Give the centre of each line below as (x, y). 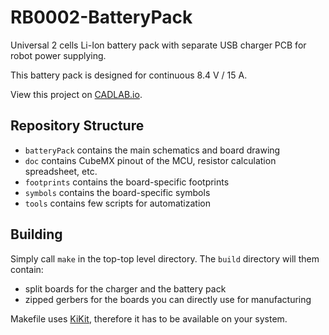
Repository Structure (77, 126)
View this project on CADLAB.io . (76, 94)
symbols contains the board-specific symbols (117, 192)
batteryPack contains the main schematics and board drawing (152, 150)
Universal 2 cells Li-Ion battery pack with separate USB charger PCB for (158, 45)
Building (36, 234)
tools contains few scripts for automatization (117, 203)
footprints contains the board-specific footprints (127, 182)
